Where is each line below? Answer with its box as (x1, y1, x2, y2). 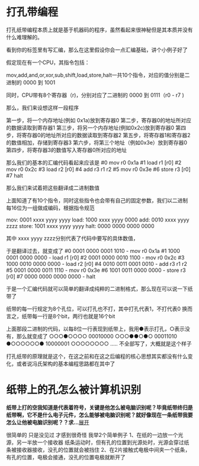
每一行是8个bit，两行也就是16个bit (31, 312, 115, 319)
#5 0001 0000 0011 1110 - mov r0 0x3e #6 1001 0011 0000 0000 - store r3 (6, 267, 186, 274)
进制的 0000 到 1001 (6, 78, 56, 86)
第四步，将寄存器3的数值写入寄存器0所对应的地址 (6, 146, 127, 153)
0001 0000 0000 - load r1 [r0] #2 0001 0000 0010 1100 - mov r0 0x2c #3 (6, 253, 185, 261)
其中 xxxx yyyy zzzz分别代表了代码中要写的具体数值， (6, 234, 139, 242)
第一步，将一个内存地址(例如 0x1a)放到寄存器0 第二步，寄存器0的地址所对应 (6, 116, 191, 123)
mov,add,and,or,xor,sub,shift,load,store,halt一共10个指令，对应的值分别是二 (6, 71, 190, 78)
